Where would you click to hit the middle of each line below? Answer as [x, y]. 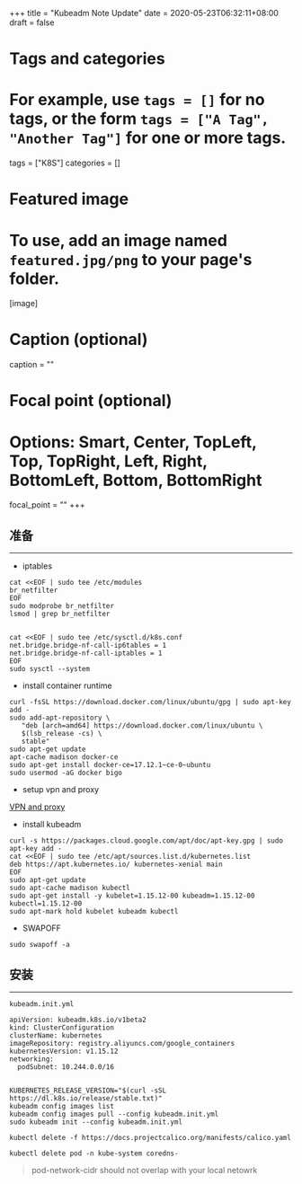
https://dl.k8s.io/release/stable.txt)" [86, 1098]
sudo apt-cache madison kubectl [70, 888]
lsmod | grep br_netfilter [60, 614]
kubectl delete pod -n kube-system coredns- [94, 1153]
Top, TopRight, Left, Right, [109, 461]
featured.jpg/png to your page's [131, 259]
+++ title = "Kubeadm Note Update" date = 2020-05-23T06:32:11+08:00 [144, 13]
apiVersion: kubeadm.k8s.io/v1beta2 [78, 1020]
